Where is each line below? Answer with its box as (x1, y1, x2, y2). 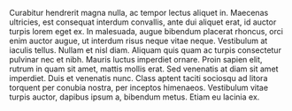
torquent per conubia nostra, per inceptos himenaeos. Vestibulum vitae (9, 83, 268, 92)
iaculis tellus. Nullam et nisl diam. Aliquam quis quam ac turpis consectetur (9, 45, 281, 55)
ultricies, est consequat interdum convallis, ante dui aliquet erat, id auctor (9, 17, 277, 27)
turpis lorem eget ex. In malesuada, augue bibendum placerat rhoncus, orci (9, 26, 283, 36)
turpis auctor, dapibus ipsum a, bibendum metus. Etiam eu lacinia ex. (9, 92, 260, 102)
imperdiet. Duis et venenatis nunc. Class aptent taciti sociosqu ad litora (9, 73, 268, 83)
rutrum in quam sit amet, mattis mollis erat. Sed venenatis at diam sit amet (9, 63, 279, 74)
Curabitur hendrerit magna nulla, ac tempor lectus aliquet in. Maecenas (9, 8, 269, 18)
